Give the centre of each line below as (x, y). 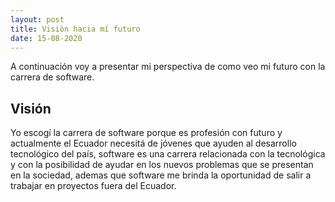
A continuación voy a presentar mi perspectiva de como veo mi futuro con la (168, 67)
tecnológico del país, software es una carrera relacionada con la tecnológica (168, 154)
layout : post (37, 19)
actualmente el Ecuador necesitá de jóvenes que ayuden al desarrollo (153, 143)
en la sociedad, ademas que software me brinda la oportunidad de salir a (161, 175)
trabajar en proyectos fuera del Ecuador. (93, 186)
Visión (31, 108)
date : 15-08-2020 (46, 38)
